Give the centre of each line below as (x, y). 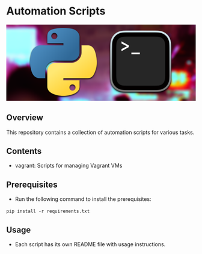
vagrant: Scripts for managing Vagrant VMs (69, 166)
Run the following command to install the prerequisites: (83, 199)
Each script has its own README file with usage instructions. (90, 244)
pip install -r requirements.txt (48, 211)
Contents (24, 151)
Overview (25, 118)
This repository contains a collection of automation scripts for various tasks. (100, 132)
